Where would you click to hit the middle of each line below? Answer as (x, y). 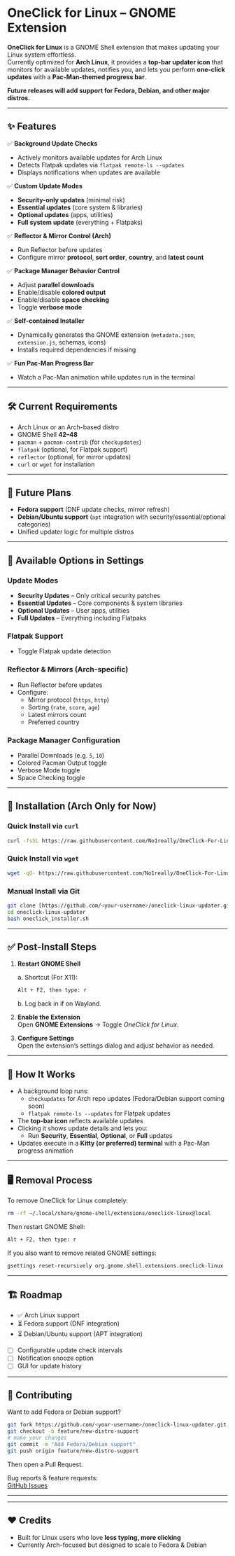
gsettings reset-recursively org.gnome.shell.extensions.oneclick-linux (115, 1265)
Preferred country (54, 722)
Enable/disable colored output (62, 292)
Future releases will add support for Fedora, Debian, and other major (108, 90)
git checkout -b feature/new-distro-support (73, 1431)
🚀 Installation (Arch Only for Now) (82, 806)
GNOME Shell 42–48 (48, 434)
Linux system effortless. (42, 55)
